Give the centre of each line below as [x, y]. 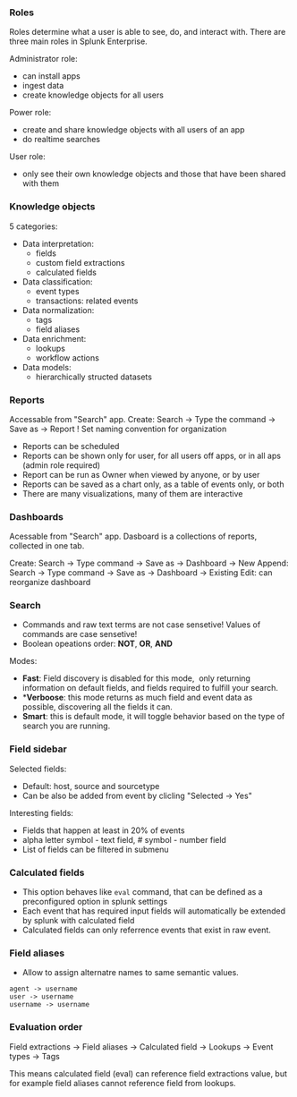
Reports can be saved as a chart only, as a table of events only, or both [153, 484]
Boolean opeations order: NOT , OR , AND [97, 644]
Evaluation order [46, 1027]
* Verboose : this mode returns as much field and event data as [137, 697]
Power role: [30, 113]
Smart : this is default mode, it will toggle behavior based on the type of [153, 717]
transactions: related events [87, 301]
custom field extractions [80, 262]
